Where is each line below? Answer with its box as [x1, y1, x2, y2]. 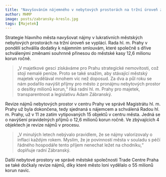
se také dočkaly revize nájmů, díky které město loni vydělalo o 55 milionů [5, 162, 154, 168]
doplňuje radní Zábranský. [17, 147, 71, 153]
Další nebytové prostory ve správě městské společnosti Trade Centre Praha [5, 157, 159, 163]
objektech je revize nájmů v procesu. [5, 122, 80, 128]
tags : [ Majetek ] [5, 21, 39, 26]
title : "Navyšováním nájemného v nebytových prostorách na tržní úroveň [5, 7, 158, 12]
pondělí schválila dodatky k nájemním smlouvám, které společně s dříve [5, 45, 152, 51]
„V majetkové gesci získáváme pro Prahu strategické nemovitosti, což [17, 65, 159, 71]
